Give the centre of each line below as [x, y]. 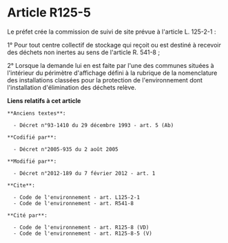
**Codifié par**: [32, 137]
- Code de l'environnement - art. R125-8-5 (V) [83, 233]
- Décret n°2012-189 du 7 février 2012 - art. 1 [84, 173]
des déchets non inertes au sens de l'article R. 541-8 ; [84, 52]
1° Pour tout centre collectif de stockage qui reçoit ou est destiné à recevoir [114, 45]
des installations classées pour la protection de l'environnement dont [105, 80]
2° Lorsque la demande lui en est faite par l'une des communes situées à [111, 65]
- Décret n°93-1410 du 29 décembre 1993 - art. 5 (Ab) [94, 125]
